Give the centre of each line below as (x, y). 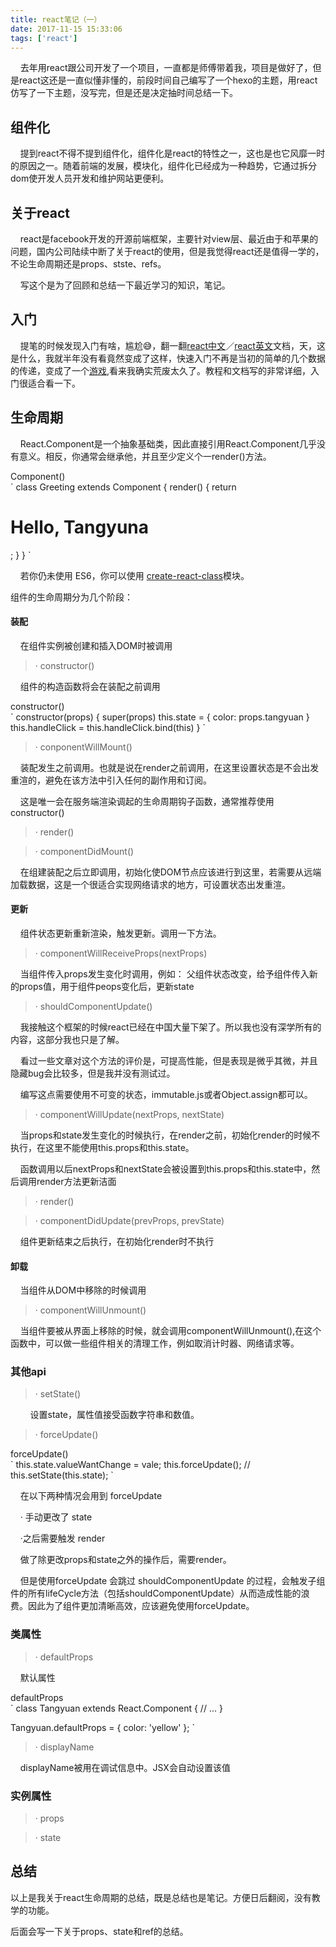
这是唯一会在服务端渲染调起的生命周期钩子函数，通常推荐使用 (147, 801)
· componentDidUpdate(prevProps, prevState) (129, 1220)
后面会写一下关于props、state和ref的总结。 (99, 1931)
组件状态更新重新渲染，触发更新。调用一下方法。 (120, 933)
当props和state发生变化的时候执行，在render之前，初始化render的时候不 (170, 1135)
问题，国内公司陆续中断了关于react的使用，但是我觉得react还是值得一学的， (167, 251)
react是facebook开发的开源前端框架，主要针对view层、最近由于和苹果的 (169, 239)
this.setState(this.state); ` (62, 1475)
